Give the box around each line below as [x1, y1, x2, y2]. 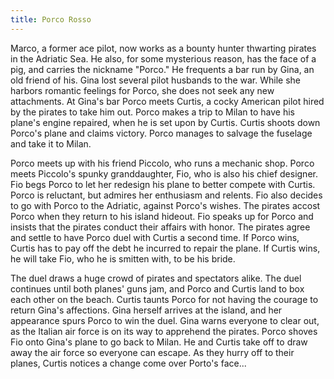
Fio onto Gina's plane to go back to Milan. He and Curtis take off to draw [10, 336, 308, 348]
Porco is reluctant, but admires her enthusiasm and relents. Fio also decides [10, 189, 323, 201]
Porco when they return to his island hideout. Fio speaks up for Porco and [10, 210, 314, 222]
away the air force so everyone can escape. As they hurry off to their [10, 346, 295, 358]
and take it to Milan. [10, 137, 92, 150]
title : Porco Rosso [10, 14, 92, 25]
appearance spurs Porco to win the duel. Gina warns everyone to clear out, [10, 314, 320, 326]
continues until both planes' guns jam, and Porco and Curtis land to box [10, 282, 305, 295]
